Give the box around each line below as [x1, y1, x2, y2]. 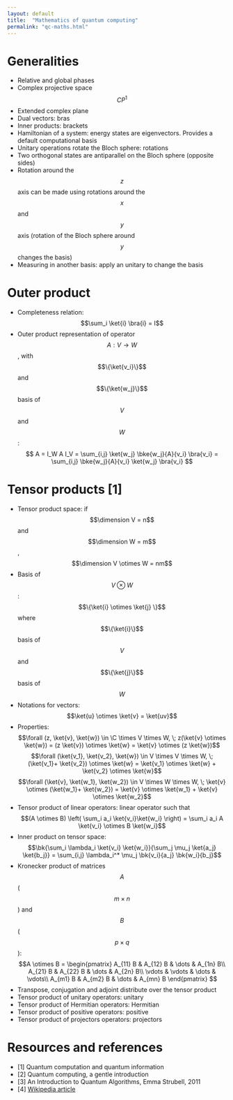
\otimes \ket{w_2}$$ [93, 792, 152, 801]
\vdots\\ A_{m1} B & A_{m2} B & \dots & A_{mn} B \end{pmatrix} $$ [26, 974, 218, 983]
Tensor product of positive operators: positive [17, 1007, 149, 1016]
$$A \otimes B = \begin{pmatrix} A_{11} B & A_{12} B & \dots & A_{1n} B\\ [18, 960, 226, 968]
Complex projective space [17, 84, 93, 92]
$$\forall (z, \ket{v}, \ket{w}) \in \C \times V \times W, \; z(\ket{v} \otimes [17, 733, 226, 741]
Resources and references [7, 1040, 163, 1055]
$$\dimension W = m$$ [88, 537, 156, 545]
